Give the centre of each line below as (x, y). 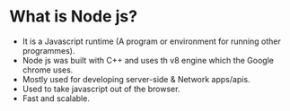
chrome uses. (48, 70)
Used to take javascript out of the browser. (101, 89)
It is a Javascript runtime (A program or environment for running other (151, 41)
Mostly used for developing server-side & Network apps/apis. (136, 79)
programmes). (48, 50)
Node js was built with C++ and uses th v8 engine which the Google (148, 60)
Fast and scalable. (56, 98)
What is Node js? (73, 17)
